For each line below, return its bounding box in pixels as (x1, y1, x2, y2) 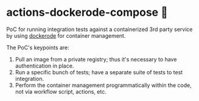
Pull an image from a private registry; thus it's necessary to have (15, 55, 177, 63)
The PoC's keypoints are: (6, 44, 70, 51)
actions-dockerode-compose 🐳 (6, 5, 169, 19)
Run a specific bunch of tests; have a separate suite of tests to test (15, 68, 183, 75)
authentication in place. (15, 62, 74, 69)
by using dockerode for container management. (6, 32, 126, 39)
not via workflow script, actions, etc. (15, 88, 106, 95)
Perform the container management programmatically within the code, (15, 82, 192, 89)
